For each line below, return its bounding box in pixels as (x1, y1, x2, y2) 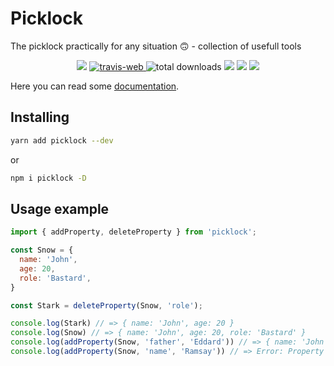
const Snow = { (10, 245, 74, 256)
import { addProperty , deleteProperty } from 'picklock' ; (10, 227, 257, 237)
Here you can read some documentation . (10, 80, 180, 92)
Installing (10, 109, 70, 126)
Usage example (10, 200, 110, 217)
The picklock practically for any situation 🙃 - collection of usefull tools (10, 40, 302, 52)
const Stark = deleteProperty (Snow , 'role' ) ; (10, 300, 203, 311)
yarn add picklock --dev (10, 135, 114, 146)
